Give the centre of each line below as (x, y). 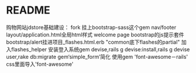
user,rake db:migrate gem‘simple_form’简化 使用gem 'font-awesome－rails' (97, 57)
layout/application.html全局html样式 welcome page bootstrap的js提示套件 (95, 34)
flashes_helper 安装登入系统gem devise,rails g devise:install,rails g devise (100, 49)
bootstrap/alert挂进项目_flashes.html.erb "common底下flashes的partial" (93, 42)
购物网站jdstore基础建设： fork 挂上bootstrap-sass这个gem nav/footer (91, 27)
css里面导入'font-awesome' (40, 64)
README (28, 10)
